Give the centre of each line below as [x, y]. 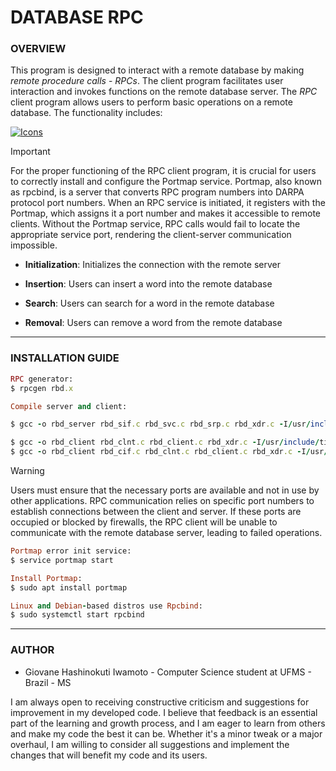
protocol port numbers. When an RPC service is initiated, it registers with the [168, 203]
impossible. [34, 245]
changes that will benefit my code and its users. [109, 755]
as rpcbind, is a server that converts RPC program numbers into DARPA [157, 192]
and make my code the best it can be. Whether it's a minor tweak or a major [166, 733]
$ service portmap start [62, 560]
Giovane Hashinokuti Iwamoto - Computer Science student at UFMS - [168, 672]
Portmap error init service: [71, 551]
